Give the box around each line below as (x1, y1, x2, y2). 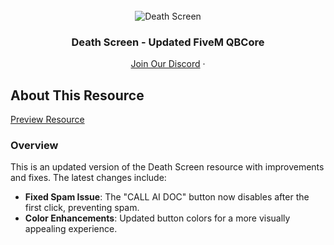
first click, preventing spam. (24, 202, 140, 214)
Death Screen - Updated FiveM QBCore (71, 35, 265, 49)
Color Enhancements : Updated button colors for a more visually (24, 212, 291, 224)
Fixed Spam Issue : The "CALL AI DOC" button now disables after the (24, 191, 310, 203)
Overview (10, 139, 59, 153)
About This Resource (10, 87, 145, 104)
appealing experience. (24, 223, 118, 235)
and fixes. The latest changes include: (10, 172, 167, 184)
